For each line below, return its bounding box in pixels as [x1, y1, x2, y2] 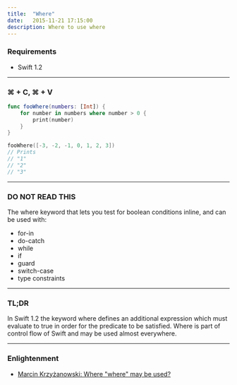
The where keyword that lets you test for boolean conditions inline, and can [7, 208, 226, 216]
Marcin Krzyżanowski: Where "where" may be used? [17, 369, 171, 378]
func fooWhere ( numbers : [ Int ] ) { [7, 103, 106, 110]
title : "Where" [7, 10, 55, 18]
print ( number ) [32, 116, 74, 124]
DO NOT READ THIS [7, 191, 76, 201]
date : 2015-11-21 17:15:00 [7, 17, 93, 24]
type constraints [17, 274, 66, 283]
